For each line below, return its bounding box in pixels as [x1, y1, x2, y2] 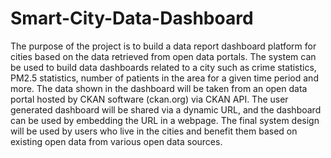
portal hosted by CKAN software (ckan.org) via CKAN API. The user [10, 93, 289, 105]
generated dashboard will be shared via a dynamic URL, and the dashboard [10, 103, 322, 116]
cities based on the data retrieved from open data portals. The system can [10, 50, 317, 62]
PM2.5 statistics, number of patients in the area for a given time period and [10, 72, 319, 84]
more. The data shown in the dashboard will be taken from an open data [10, 82, 308, 94]
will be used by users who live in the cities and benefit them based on [10, 125, 298, 137]
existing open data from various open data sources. [10, 135, 223, 147]
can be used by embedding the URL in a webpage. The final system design [10, 114, 320, 126]
